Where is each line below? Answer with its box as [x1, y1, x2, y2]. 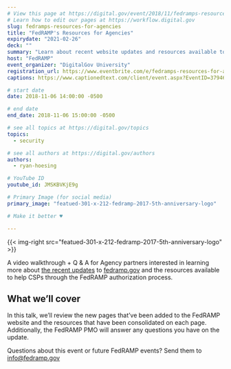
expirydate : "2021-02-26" [7, 36, 81, 43]
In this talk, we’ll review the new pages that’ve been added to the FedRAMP [7, 311, 221, 319]
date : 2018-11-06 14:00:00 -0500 [7, 93, 103, 100]
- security [13, 137, 45, 144]
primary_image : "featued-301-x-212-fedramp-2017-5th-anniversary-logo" [7, 200, 217, 207]
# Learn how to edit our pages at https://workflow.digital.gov [7, 17, 195, 23]
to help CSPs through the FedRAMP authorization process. [7, 273, 173, 281]
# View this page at [7, 10, 67, 17]
